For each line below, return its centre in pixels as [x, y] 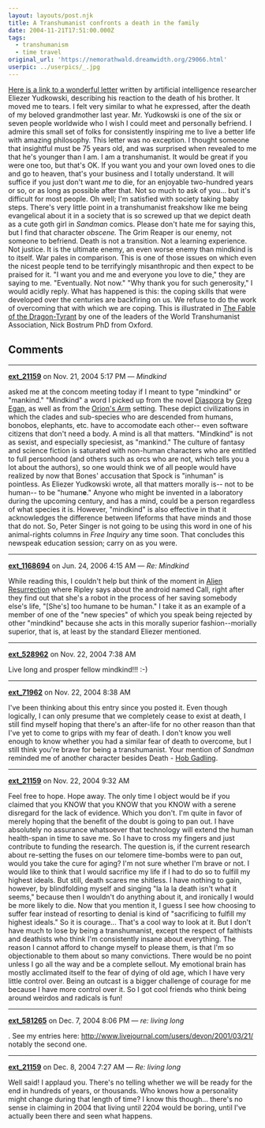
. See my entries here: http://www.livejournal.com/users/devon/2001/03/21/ [131, 1035]
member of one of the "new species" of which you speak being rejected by [130, 615]
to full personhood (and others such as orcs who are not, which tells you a [129, 459]
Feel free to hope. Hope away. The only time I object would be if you [119, 796]
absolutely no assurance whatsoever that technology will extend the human [131, 829]
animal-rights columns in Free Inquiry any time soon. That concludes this [127, 534]
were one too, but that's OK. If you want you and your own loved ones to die [132, 165]
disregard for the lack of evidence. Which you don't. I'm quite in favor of [125, 812]
